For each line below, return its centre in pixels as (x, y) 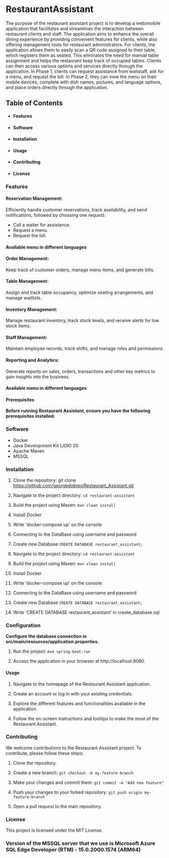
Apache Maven (29, 451)
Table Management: (27, 281)
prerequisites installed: (30, 416)
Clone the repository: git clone (44, 480)
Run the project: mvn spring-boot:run (52, 651)
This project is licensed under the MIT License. (54, 830)
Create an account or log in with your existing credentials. (73, 693)
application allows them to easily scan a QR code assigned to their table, (81, 50)
